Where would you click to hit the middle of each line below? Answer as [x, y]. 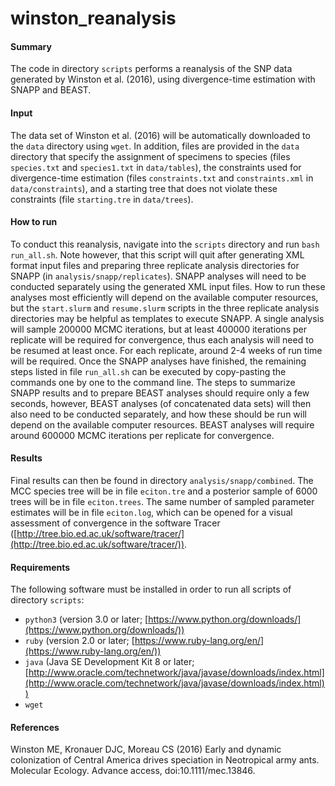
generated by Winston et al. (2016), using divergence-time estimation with [163, 79]
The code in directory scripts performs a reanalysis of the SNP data [151, 69]
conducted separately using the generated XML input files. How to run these [168, 286]
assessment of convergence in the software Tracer [115, 523]
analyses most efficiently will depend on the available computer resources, [164, 297]
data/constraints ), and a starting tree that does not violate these [144, 188]
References [35, 727]
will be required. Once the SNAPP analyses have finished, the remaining [158, 361]
